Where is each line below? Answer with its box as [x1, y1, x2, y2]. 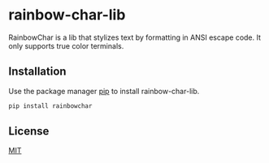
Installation [8, 65, 67, 79]
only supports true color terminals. [8, 41, 124, 50]
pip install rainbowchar [8, 101, 93, 110]
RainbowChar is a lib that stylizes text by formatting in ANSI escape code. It [8, 32, 262, 42]
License [8, 124, 50, 139]
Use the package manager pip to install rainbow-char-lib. [8, 86, 200, 96]
